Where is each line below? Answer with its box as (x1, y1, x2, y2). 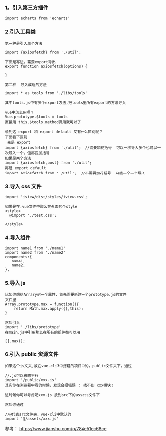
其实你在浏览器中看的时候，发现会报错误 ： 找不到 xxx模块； (5, 383, 115, 388)
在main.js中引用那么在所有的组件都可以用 (5, 330, 81, 335)
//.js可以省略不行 (5, 373, 39, 378)
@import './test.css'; (9, 213, 57, 218)
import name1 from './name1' (5, 246, 66, 251)
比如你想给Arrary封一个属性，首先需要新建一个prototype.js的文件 (5, 292, 127, 297)
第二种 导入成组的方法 (5, 82, 47, 87)
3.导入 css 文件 (5, 183, 42, 190)
